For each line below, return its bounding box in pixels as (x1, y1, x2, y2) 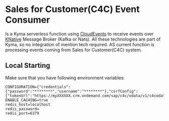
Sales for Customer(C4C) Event (5, 4, 140, 15)
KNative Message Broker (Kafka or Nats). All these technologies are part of (5, 36, 161, 42)
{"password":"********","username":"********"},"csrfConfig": (5, 89, 138, 94)
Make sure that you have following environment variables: (5, 74, 125, 81)
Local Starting (5, 61, 50, 70)
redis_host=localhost (5, 102, 51, 107)
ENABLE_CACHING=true (5, 97, 49, 102)
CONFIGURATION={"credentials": (5, 84, 71, 89)
